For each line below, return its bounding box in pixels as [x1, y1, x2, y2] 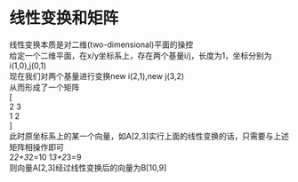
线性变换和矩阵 [9, 8, 119, 28]
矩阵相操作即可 [9, 141, 64, 152]
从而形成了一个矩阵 [9, 82, 80, 92]
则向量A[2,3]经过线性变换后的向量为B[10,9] [9, 162, 167, 173]
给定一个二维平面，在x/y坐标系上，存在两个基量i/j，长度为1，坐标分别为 [9, 50, 273, 60]
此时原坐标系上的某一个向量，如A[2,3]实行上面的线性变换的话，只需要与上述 [9, 131, 289, 141]
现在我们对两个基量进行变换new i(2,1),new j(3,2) [9, 70, 185, 81]
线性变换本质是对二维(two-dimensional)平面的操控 [9, 39, 194, 50]
